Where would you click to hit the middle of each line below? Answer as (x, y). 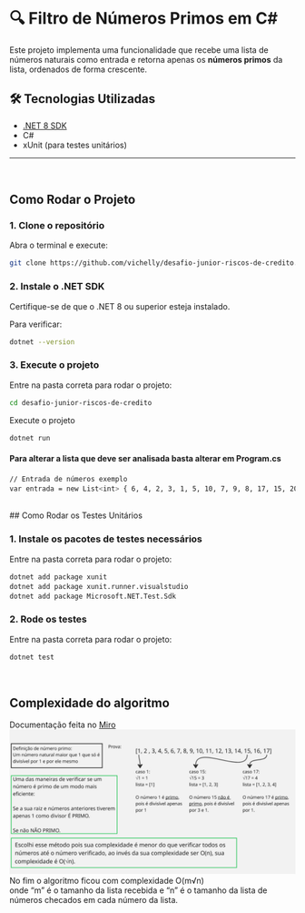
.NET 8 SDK (44, 126)
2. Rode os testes (49, 619)
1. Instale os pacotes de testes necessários (106, 539)
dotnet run (30, 438)
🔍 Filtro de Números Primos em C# (144, 19)
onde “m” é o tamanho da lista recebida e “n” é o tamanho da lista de (138, 890)
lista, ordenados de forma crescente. (79, 69)
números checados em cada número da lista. (94, 900)
